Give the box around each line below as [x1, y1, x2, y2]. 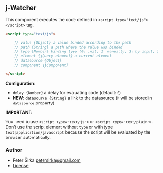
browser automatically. [5, 134, 51, 140]
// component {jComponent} [14, 63, 69, 68]
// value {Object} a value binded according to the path [14, 40, 132, 45]
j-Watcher [5, 4, 37, 12]
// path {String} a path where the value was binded [14, 45, 123, 50]
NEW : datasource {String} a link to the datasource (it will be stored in [12, 95, 152, 101]
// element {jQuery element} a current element [14, 53, 112, 59]
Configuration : [5, 80, 36, 86]
